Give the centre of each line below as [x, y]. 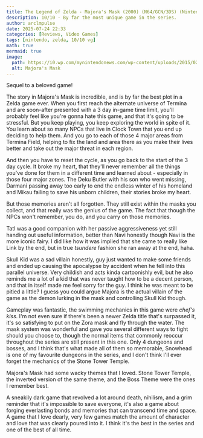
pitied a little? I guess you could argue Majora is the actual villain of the [95, 292]
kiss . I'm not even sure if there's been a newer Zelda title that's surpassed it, [101, 316]
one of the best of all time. [39, 430]
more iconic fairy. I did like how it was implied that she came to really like [97, 241]
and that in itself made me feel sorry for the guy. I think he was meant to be [100, 286]
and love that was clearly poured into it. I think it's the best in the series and [100, 423]
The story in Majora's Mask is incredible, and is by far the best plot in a [95, 97]
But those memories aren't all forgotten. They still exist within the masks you [101, 204]
